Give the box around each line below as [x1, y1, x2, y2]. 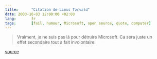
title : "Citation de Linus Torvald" [5, 7, 90, 12]
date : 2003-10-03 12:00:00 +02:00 [5, 12, 75, 17]
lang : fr [5, 16, 36, 21]
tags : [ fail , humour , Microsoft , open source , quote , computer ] [5, 20, 151, 26]
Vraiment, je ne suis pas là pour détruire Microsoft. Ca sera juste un [17, 34, 152, 40]
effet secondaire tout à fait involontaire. [17, 39, 96, 45]
